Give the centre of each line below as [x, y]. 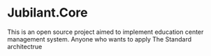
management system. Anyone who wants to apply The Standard [100, 39]
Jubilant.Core [48, 13]
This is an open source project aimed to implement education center [105, 32]
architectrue [25, 46]
